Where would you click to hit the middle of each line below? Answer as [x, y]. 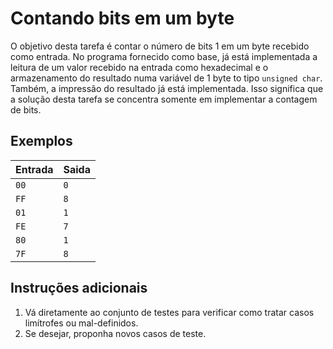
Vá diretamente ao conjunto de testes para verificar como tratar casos [169, 312]
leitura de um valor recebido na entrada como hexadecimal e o [139, 67]
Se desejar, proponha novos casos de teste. [115, 333]
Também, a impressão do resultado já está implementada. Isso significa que [167, 88]
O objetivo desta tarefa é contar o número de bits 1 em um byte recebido [160, 46]
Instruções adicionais [79, 288]
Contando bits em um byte [122, 18]
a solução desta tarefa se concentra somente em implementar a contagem [164, 99]
